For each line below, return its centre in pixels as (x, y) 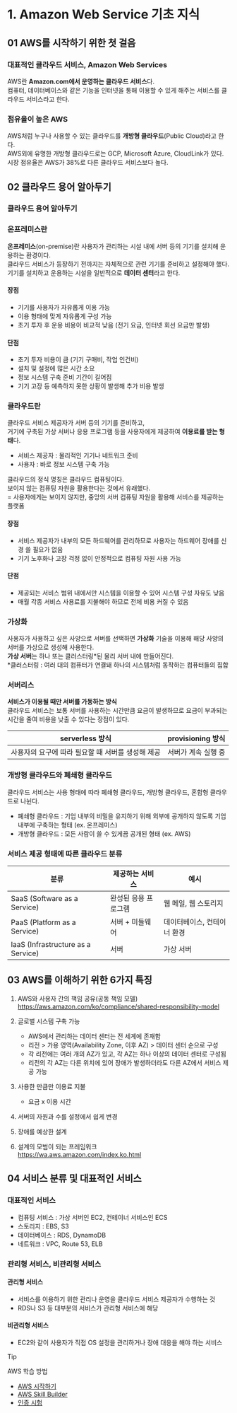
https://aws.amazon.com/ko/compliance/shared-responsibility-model (119, 1006)
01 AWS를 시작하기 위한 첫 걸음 (72, 43)
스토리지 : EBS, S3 (43, 1226)
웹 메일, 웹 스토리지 (193, 904)
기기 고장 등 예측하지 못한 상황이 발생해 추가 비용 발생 (91, 386)
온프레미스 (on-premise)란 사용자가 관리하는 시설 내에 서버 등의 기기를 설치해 (113, 246)
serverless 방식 (85, 738)
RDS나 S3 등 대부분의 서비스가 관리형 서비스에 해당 (88, 1308)
